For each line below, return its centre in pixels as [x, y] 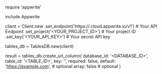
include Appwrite [23, 17]
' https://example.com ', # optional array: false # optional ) [63, 66]
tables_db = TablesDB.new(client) [39, 46]
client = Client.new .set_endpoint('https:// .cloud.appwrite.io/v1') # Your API [81, 26]
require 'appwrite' [23, 7]
